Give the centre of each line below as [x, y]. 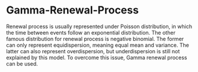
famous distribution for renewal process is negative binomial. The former [95, 39]
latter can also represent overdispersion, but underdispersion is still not [93, 51]
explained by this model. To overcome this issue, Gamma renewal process [97, 57]
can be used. [22, 64]
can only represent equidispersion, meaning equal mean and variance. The [98, 45]
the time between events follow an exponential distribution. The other [91, 32]
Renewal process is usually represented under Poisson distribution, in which [99, 26]
